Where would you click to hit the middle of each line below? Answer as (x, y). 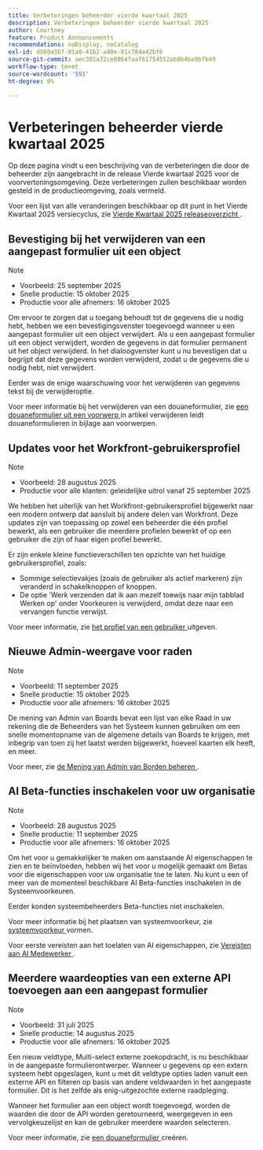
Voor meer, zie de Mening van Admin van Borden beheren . (104, 766)
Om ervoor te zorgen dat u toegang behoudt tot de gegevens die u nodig (126, 318)
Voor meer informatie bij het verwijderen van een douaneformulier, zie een (128, 407)
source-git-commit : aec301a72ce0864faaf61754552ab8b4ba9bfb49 (112, 60)
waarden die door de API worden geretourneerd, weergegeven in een (121, 1114)
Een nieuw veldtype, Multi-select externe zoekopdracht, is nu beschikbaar (128, 1056)
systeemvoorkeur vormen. (51, 930)
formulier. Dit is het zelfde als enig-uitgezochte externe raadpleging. (119, 1090)
